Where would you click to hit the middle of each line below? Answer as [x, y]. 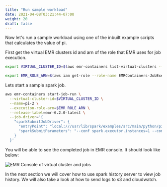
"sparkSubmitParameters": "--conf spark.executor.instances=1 [84, 131]
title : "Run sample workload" [37, 10]
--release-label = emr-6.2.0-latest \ [47, 113]
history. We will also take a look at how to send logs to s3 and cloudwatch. [81, 179]
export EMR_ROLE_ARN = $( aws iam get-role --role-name [61, 76]
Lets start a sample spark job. [36, 85]
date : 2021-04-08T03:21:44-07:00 [40, 14]
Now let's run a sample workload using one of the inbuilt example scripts [80, 38]
